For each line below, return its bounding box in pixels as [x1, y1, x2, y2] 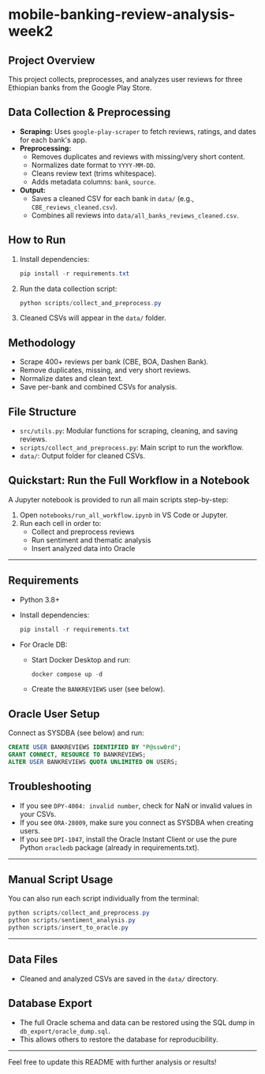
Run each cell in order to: [19, 518, 102, 528]
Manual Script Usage [8, 873, 114, 886]
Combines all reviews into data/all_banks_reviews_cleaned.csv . [31, 211, 239, 220]
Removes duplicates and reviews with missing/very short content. [31, 151, 246, 161]
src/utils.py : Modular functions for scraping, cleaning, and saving [19, 426, 238, 435]
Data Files [8, 953, 58, 967]
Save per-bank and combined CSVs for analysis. [19, 382, 177, 392]
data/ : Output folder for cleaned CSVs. [19, 451, 146, 461]
